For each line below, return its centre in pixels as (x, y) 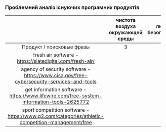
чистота (126, 20)
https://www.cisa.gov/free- (56, 76)
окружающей (125, 33)
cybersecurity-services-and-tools (56, 82)
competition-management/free (56, 123)
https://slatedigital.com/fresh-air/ (56, 61)
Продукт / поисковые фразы (56, 47)
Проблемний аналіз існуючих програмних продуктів (72, 7)
